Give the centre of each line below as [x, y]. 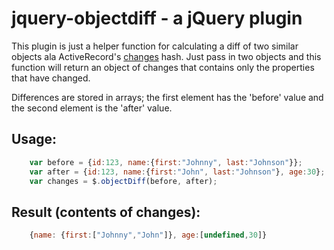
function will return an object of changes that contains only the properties [163, 67]
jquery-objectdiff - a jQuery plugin [157, 18]
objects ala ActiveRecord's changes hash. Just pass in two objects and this [166, 56]
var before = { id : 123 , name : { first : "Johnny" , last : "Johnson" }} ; [166, 162]
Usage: [34, 139]
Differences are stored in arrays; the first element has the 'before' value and [167, 97]
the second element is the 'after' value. [92, 108]
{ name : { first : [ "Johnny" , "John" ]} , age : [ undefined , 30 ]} [148, 235]
